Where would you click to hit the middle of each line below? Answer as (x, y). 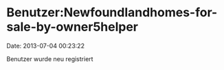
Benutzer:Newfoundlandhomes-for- (112, 13)
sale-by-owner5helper (72, 27)
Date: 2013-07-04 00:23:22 (46, 46)
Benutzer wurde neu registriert (50, 58)
